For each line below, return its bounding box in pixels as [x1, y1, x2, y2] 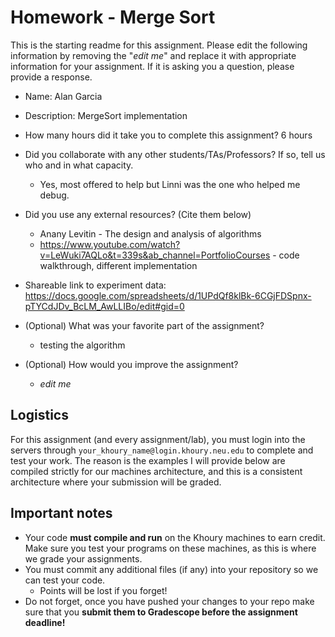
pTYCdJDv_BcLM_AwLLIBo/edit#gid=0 [24, 300, 185, 312]
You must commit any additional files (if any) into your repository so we [24, 563, 319, 575]
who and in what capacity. [24, 159, 134, 171]
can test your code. [24, 574, 106, 586]
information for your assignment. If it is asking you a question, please [10, 60, 295, 72]
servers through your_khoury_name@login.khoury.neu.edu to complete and [10, 444, 314, 456]
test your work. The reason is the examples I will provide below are [10, 454, 286, 466]
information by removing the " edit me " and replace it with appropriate [10, 49, 297, 61]
